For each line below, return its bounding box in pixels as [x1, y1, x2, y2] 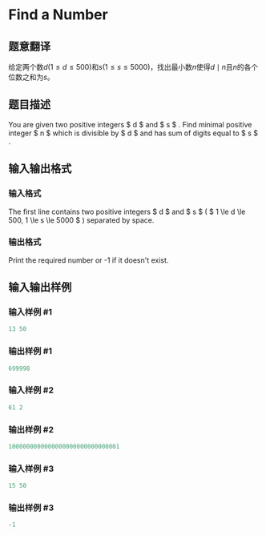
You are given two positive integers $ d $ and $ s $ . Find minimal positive [8, 119, 252, 129]
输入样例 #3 [8, 463, 54, 474]
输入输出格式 [8, 162, 72, 175]
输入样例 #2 [8, 384, 54, 396]
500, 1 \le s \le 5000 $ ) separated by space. [8, 215, 155, 225]
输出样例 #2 [8, 424, 54, 435]
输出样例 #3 [8, 502, 54, 513]
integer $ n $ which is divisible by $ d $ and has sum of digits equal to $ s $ [8, 128, 259, 138]
